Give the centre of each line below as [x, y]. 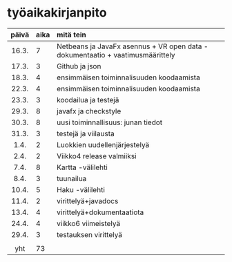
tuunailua [71, 178]
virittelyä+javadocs [87, 200]
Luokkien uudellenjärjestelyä [103, 144]
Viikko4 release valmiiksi [96, 156]
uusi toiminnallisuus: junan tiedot [109, 122]
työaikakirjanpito [57, 13]
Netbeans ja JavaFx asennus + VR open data [129, 46]
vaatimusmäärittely [144, 55]
